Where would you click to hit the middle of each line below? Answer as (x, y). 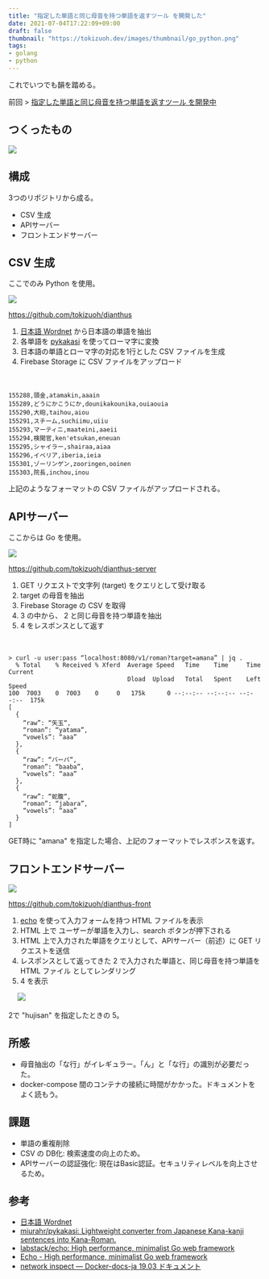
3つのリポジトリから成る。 (53, 198)
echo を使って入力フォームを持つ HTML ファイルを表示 (112, 920)
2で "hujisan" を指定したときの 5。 (66, 1015)
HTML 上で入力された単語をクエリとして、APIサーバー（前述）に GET (136, 940)
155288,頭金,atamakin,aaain (54, 396)
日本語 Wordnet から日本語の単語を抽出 (85, 331)
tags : (17, 46)
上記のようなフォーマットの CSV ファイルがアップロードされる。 (116, 489)
